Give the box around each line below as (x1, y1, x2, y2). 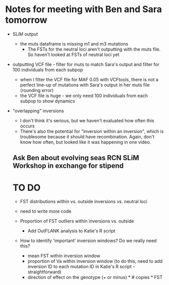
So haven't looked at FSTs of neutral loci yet (27, 52, 120, 58)
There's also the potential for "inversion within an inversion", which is (20, 128, 164, 134)
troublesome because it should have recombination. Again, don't (20, 133, 155, 139)
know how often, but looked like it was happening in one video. (20, 139, 151, 145)
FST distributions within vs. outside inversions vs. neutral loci (20, 199, 147, 205)
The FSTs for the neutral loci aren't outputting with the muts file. (27, 46, 161, 52)
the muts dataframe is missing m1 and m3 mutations (20, 40, 129, 46)
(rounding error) (20, 87, 54, 93)
